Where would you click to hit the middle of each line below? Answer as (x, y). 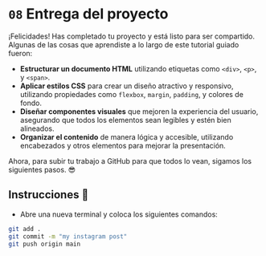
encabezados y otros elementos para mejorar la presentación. (123, 145)
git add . (25, 229)
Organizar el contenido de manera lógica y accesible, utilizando (127, 136)
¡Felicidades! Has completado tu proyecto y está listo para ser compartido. (132, 36)
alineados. (37, 128)
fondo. (31, 103)
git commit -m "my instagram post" (68, 236)
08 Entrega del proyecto (88, 14)
